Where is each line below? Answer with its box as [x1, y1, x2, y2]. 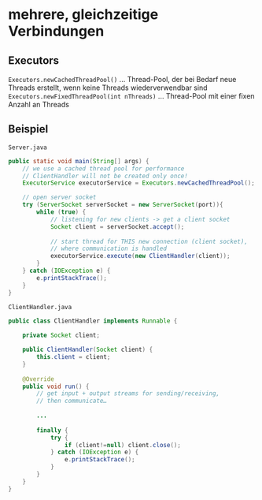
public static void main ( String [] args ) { [8, 157, 149, 165]
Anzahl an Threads [8, 100, 69, 109]
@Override [22, 375, 55, 383]
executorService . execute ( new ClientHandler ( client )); [50, 252, 231, 260]
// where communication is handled [50, 244, 168, 253]
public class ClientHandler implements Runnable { [8, 317, 178, 325]
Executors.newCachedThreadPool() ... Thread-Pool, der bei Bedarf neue [8, 75, 237, 84]
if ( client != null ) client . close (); [64, 441, 181, 449]
